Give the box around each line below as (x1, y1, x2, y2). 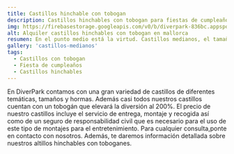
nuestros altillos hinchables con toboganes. (7, 139, 132, 147)
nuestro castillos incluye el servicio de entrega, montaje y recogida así (7, 109, 210, 118)
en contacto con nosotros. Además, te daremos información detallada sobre (7, 131, 226, 139)
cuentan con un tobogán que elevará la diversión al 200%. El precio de (7, 102, 211, 110)
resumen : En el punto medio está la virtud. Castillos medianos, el (7, 36, 210, 43)
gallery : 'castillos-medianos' (7, 42, 98, 49)
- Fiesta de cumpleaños (13, 62, 82, 69)
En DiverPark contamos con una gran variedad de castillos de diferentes (7, 87, 215, 96)
